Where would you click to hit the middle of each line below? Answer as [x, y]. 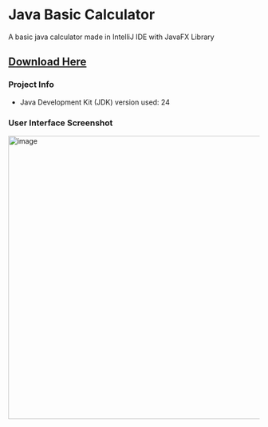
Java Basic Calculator [82, 15]
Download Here [47, 62]
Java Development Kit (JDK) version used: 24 [95, 102]
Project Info [31, 85]
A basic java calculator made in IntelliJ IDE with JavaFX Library [111, 37]
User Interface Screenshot [61, 123]
